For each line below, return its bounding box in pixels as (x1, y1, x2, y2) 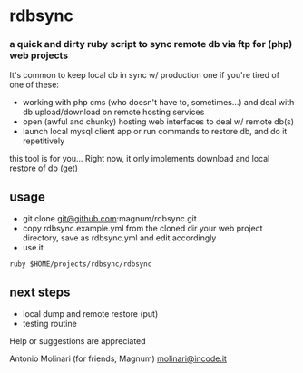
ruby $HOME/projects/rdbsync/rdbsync (9, 260, 152, 269)
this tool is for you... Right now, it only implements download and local (9, 153, 270, 164)
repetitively (22, 135, 65, 146)
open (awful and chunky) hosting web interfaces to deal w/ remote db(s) (22, 116, 295, 127)
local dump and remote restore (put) (22, 309, 159, 319)
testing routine (22, 319, 77, 329)
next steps (9, 284, 71, 299)
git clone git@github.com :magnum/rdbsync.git (22, 213, 197, 224)
